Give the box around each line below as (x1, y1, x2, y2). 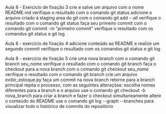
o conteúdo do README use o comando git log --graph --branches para (5, 98, 154, 104)
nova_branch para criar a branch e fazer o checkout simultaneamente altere (5, 92, 162, 98)
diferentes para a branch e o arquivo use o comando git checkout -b (5, 87, 146, 93)
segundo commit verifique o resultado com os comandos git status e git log (5, 46, 161, 51)
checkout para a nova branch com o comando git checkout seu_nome (5, 66, 149, 72)
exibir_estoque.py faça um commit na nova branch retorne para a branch (5, 77, 155, 82)
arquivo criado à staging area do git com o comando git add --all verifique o (5, 15, 161, 20)
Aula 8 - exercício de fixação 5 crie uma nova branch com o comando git (5, 55, 155, 61)
